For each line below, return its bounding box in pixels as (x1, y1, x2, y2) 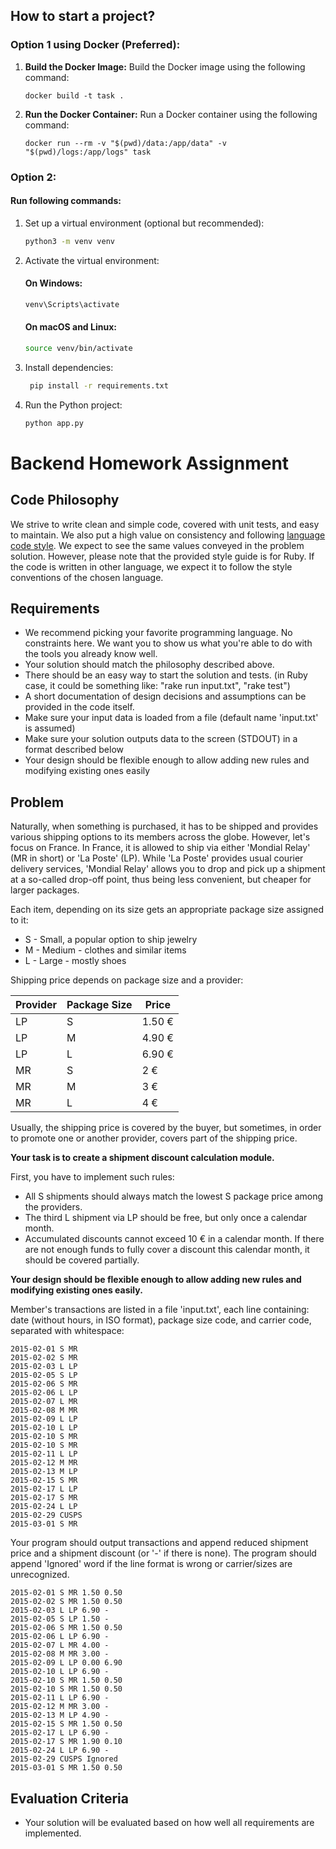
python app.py (24, 418, 84, 428)
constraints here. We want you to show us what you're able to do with (24, 637, 313, 649)
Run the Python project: (24, 399, 123, 411)
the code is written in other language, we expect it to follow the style (10, 560, 293, 573)
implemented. (24, 1827, 82, 1839)
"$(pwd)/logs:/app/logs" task (24, 147, 152, 157)
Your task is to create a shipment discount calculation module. (10, 1152, 275, 1164)
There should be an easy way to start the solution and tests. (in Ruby (24, 669, 308, 681)
